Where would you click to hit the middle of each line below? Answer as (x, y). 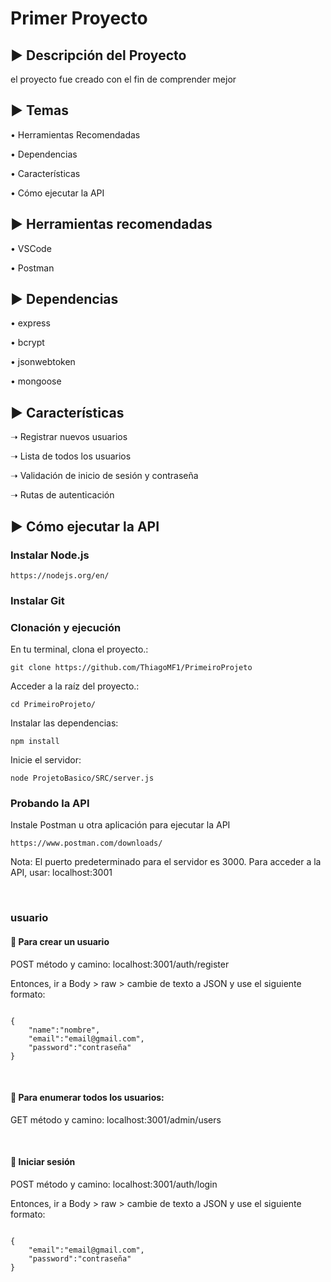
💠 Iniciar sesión (43, 1162)
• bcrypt (27, 343)
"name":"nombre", (64, 1030)
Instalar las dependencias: (64, 723)
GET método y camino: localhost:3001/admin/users (116, 1119)
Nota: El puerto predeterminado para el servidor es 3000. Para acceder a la (166, 862)
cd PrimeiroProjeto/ (53, 705)
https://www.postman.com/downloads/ (86, 843)
